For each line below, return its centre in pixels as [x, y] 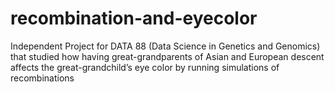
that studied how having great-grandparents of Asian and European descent [167, 56]
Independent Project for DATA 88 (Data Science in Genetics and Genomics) [165, 46]
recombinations [42, 78]
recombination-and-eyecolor [134, 18]
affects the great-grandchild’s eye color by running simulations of [145, 67]
